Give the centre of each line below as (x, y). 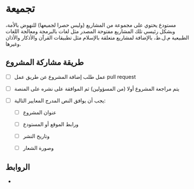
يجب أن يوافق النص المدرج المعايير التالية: (60, 100)
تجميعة (20, 9)
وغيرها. (13, 44)
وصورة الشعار (38, 148)
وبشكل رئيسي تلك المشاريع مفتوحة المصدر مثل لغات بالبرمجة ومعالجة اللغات (90, 31)
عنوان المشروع (40, 112)
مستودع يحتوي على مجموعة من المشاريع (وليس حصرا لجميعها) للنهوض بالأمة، (91, 25)
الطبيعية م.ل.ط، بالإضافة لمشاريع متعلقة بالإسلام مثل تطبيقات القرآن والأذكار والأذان (98, 37)
